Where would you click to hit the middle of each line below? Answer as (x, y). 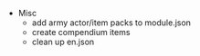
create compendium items (81, 32)
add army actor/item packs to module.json (111, 23)
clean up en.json (63, 42)
